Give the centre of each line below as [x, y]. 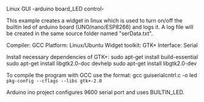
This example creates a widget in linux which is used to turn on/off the [94, 20]
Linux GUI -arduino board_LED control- [55, 9]
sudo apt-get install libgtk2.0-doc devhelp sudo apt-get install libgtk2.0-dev [101, 63]
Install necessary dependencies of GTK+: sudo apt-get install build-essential [102, 57]
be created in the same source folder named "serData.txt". [80, 33]
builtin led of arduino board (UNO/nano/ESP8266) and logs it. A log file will [100, 27]
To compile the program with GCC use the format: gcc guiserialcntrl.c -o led [102, 75]
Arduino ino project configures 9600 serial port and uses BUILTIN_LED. [95, 92]
